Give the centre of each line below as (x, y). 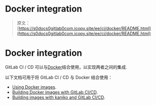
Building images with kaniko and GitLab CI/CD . (59, 97)
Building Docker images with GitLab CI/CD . (55, 92)
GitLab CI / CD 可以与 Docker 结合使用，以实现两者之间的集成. (66, 67)
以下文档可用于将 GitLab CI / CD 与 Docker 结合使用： (59, 77)
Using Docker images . (34, 87)
